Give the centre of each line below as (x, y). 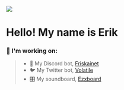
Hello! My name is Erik (62, 33)
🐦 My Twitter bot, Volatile (61, 70)
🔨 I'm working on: (32, 51)
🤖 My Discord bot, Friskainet (64, 64)
